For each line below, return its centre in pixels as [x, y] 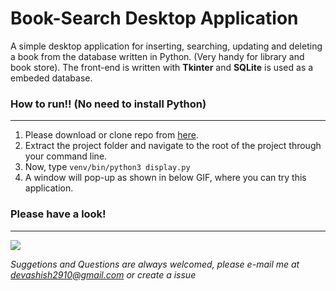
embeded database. [51, 78]
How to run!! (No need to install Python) [108, 104]
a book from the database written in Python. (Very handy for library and [157, 56]
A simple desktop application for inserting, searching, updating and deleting [166, 46]
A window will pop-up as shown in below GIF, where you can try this [165, 178]
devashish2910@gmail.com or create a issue [103, 274]
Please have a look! [58, 214]
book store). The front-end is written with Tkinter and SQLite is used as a [162, 67]
